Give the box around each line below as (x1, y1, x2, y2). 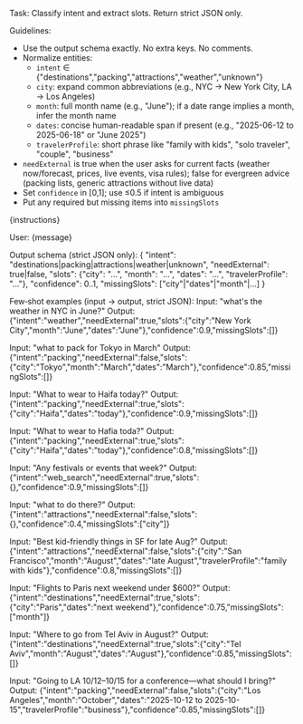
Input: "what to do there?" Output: (9, 499, 136, 510)
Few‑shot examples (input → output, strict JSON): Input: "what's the (9, 296, 263, 306)
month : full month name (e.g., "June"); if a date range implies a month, (35, 101, 295, 111)
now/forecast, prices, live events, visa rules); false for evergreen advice (22, 168, 290, 179)
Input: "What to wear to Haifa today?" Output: (9, 389, 179, 400)
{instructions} (9, 215, 61, 225)
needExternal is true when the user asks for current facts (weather (22, 159, 270, 169)
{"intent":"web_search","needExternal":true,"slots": (9, 472, 200, 483)
